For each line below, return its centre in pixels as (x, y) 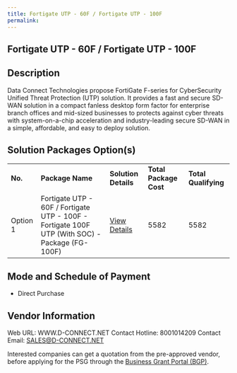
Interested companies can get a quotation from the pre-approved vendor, (114, 354)
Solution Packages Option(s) (72, 150)
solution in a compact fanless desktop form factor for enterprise (117, 105)
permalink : (23, 21)
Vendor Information (51, 316)
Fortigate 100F (65, 225)
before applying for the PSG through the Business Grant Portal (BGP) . (108, 362)
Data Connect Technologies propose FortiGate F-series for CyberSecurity (115, 90)
